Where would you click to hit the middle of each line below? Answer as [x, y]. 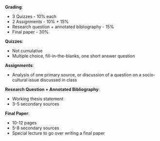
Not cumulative [27, 51]
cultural [20, 80]
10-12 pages [24, 123]
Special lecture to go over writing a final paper [58, 133]
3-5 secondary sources [36, 104]
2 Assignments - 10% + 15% [40, 22]
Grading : [14, 7]
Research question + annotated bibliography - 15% [63, 27]
